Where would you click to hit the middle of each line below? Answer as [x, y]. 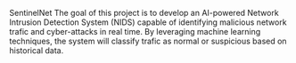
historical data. [37, 51]
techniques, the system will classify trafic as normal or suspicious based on [148, 41]
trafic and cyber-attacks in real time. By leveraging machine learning [135, 31]
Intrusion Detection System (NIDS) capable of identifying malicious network [148, 22]
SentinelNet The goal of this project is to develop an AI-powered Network [144, 13]
